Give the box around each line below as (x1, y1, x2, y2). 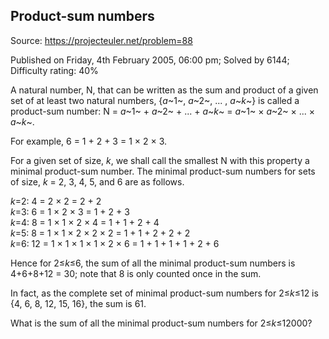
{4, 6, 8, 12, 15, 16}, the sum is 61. (10, 297, 147, 309)
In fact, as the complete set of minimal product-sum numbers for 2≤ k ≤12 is (10, 287, 319, 299)
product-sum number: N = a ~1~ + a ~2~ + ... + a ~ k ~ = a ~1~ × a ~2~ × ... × (10, 105, 316, 117)
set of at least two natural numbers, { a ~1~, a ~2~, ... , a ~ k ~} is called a (10, 94, 300, 106)
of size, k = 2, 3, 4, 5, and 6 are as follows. (10, 175, 185, 188)
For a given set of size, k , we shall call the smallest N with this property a (10, 154, 310, 166)
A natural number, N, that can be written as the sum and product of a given (10, 84, 319, 96)
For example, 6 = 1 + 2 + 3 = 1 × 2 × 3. (10, 135, 168, 147)
